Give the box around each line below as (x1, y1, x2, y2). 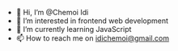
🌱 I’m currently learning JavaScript (15, 25, 132, 33)
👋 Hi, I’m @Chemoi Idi (15, 8, 89, 17)
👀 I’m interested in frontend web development (15, 16, 168, 25)
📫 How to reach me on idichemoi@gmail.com (15, 33, 170, 43)
